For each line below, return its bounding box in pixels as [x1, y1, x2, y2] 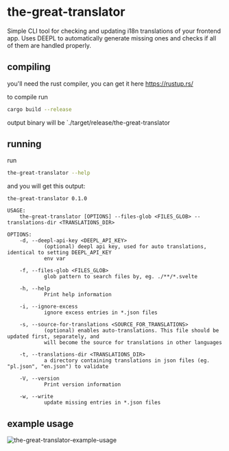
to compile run [7, 93, 48, 101]
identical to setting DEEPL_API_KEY [7, 249, 112, 256]
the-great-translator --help [7, 169, 91, 177]
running [7, 138, 42, 150]
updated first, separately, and [7, 333, 99, 340]
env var [43, 255, 67, 263]
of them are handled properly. [7, 41, 91, 49]
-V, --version [19, 375, 60, 382]
